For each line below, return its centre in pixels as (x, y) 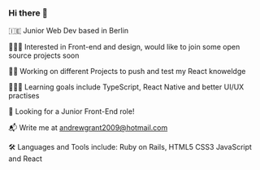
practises (24, 96)
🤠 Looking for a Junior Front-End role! (71, 111)
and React (26, 159)
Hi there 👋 (28, 13)
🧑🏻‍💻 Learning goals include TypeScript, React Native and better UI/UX (126, 87)
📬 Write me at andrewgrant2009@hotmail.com (88, 128)
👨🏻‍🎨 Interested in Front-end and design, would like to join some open (124, 47)
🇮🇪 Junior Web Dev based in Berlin (68, 31)
